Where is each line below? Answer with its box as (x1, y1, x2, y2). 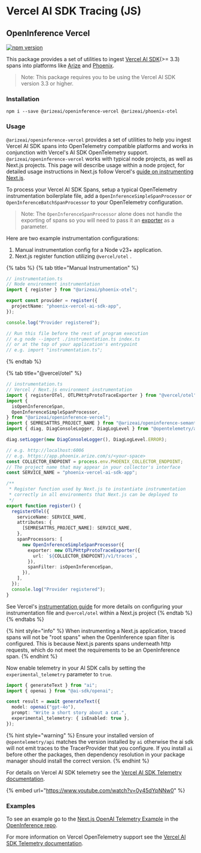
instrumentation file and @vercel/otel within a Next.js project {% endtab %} (6, 609, 193, 616)
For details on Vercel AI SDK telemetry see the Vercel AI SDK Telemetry (6, 768, 182, 776)
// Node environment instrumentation (6, 281, 100, 287)
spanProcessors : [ (17, 536, 63, 542)
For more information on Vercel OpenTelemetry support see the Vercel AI (6, 833, 186, 840)
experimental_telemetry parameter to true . (6, 670, 112, 678)
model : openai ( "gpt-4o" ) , (11, 704, 77, 710)
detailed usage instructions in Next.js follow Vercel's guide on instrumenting (6, 168, 194, 175)
